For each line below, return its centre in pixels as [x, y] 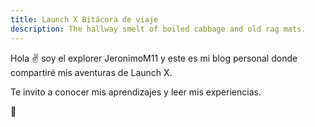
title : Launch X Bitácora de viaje [84, 19]
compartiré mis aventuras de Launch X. [91, 72]
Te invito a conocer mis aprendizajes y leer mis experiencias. [136, 92]
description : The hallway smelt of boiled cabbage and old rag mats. [158, 29]
